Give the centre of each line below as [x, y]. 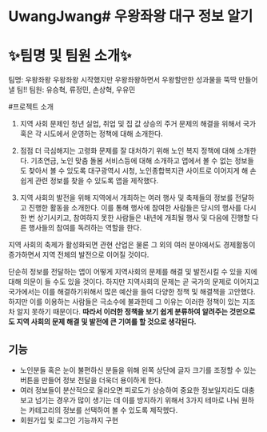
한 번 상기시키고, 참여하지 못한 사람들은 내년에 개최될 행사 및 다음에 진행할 [135, 218]
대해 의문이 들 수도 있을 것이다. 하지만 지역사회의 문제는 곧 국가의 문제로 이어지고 [134, 282]
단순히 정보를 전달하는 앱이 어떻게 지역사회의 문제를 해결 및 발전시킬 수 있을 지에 [133, 272]
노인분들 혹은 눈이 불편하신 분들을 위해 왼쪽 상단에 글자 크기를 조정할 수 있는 [138, 370]
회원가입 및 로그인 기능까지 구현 [69, 420]
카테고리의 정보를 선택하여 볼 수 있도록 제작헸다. [103, 410]
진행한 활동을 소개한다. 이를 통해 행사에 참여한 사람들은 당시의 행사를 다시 [143, 208]
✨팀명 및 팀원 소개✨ [70, 56]
